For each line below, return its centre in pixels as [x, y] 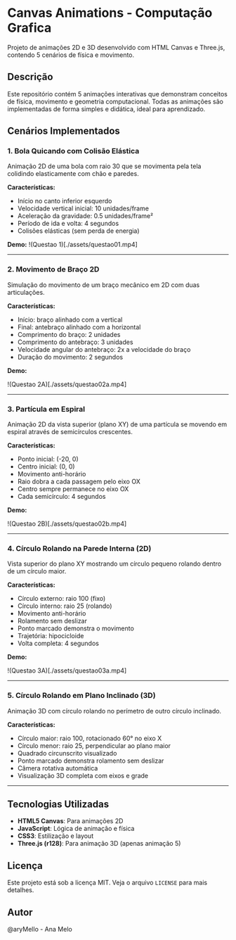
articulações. [26, 292]
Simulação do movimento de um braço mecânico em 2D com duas [104, 285]
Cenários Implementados [64, 131]
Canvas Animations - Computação [110, 13]
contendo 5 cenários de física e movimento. [71, 55]
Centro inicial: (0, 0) [46, 466]
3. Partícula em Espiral [46, 409]
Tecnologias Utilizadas [58, 805]
